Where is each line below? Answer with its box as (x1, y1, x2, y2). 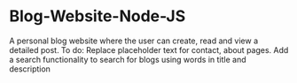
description (9, 64, 51, 74)
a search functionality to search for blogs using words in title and (9, 54, 246, 64)
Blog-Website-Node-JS (9, 6, 186, 26)
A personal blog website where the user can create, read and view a (9, 35, 259, 46)
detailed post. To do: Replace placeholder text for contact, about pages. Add (9, 44, 289, 55)
